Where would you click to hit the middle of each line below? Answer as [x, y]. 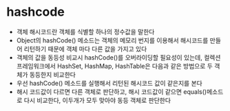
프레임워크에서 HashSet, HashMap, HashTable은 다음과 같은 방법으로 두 [114, 66]
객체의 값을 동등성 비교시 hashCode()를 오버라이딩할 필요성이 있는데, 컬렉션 [118, 57]
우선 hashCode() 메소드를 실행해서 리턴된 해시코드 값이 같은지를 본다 [109, 83]
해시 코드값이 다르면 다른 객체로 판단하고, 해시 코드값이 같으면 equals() [112, 91]
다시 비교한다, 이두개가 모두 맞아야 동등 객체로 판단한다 [97, 100]
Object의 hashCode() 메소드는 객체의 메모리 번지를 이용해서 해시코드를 [112, 40]
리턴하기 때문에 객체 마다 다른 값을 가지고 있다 [85, 49]
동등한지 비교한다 [53, 74]
